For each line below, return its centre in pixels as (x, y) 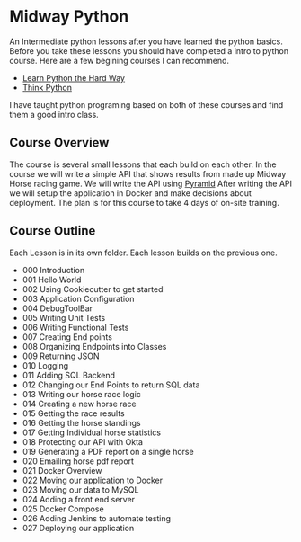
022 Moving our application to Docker (93, 480)
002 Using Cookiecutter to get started (93, 289)
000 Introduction (53, 270)
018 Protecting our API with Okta (83, 441)
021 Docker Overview (62, 470)
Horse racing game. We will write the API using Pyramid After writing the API (150, 183)
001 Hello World (52, 280)
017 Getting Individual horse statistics (92, 432)
